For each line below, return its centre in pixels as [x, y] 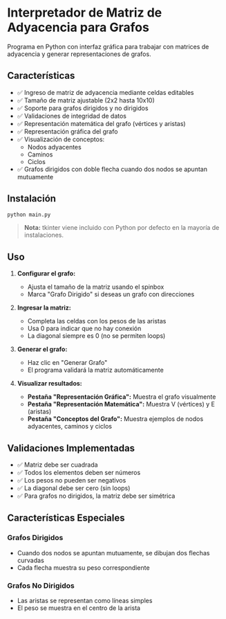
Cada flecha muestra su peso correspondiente [83, 567]
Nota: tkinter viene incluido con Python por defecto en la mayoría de [122, 228]
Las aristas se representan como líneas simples [85, 601]
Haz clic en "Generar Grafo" [67, 363]
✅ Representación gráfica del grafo [67, 131]
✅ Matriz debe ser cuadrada [57, 465]
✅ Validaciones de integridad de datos [72, 116]
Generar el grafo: [42, 349]
